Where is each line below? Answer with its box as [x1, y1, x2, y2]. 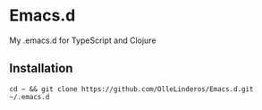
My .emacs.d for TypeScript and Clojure [9, 35, 156, 46]
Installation [9, 61, 73, 76]
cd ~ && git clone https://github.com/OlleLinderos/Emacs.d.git [9, 84, 254, 94]
